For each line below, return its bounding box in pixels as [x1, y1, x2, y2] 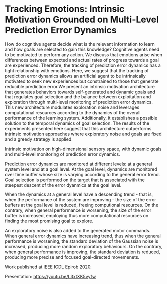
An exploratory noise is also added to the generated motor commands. [5, 227, 151, 233]
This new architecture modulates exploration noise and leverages [5, 104, 140, 110]
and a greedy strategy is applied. [5, 136, 73, 142]
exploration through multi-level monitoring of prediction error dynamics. [5, 99, 153, 105]
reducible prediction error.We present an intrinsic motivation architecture [5, 83, 155, 89]
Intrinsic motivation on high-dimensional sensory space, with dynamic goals [5, 146, 162, 152]
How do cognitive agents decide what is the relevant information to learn [5, 41, 155, 47]
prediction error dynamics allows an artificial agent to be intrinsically [5, 73, 146, 79]
